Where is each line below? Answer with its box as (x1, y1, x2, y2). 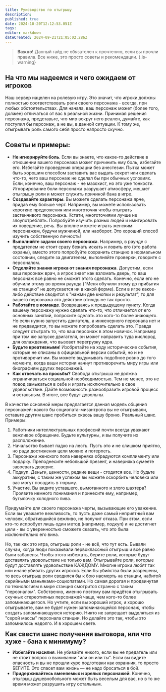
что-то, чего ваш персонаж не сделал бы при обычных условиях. (12, 175, 152, 181)
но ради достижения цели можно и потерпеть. (12, 448, 112, 454)
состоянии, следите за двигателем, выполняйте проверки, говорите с (12, 254, 161, 260)
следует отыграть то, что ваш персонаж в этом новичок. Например (12, 328, 157, 334)
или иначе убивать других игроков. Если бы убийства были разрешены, (5, 567, 159, 573)
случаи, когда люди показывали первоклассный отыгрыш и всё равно (5, 546, 155, 552)
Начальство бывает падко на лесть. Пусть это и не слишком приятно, (12, 442, 162, 448)
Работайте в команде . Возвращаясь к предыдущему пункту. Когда (12, 302, 156, 308)
